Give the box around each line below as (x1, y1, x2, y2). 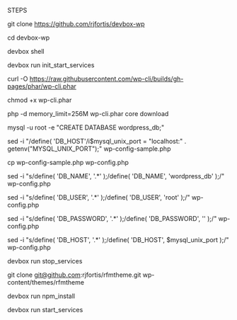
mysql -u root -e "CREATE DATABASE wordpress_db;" (7, 123, 165, 132)
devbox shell (7, 47, 45, 55)
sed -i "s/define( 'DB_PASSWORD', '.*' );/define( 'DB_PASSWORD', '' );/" (7, 215, 217, 222)
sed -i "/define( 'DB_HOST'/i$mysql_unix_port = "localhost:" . (7, 137, 187, 145)
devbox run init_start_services (7, 61, 95, 69)
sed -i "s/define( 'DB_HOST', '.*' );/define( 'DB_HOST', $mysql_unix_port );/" (7, 236, 229, 244)
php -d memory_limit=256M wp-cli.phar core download (7, 110, 169, 118)
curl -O (7, 74, 28, 83)
